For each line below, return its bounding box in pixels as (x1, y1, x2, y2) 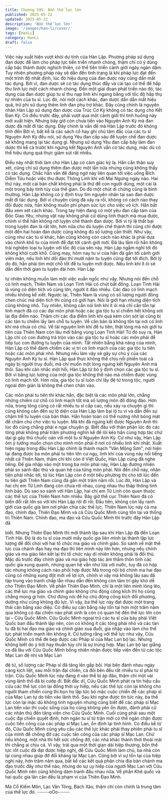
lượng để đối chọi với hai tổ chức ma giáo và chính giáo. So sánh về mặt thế (5, 540, 161, 546)
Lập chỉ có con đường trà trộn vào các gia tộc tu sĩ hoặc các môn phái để (5, 334, 156, 340)
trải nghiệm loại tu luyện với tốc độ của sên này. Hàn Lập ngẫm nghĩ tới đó (5, 244, 157, 251)
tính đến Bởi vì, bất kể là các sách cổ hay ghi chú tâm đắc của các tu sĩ (5, 128, 151, 134)
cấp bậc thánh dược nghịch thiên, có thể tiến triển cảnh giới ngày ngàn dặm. (5, 64, 162, 70)
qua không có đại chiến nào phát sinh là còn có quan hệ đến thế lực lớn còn (5, 609, 161, 615)
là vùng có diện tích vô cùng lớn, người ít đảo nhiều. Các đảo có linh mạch (5, 286, 157, 292)
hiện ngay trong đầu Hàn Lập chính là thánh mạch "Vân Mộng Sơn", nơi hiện (5, 445, 161, 451)
